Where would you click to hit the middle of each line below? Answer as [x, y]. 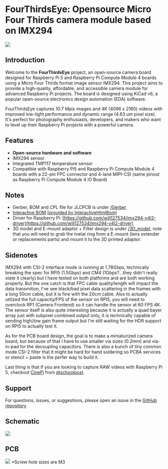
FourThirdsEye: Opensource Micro [78, 9]
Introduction [25, 60]
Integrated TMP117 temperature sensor [52, 163]
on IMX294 [29, 31]
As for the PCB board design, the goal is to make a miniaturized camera [79, 336]
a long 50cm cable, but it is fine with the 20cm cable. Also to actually [76, 294]
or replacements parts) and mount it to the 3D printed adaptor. [77, 240]
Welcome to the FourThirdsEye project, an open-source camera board [78, 72]
